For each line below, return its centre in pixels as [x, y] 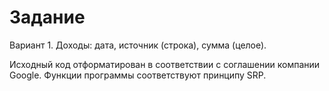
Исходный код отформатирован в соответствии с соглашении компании [165, 64]
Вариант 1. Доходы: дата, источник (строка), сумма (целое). [138, 45]
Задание [47, 17]
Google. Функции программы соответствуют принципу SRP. [138, 75]
